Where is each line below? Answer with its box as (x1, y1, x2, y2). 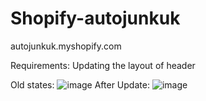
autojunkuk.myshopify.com (10, 40, 122, 52)
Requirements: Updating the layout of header (10, 59, 196, 71)
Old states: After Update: (10, 78, 150, 91)
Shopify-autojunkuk (10, 7, 181, 30)
